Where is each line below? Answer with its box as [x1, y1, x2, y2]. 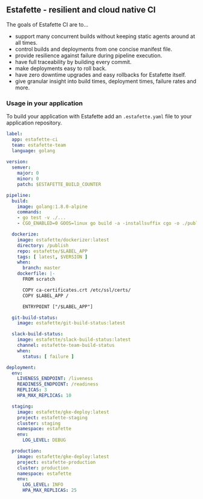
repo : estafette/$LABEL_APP [17, 248, 88, 254]
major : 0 [17, 170, 39, 176]
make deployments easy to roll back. [14, 65, 107, 72]
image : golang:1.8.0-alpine [17, 204, 88, 210]
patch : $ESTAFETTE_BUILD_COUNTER [17, 181, 101, 187]
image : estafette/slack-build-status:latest [17, 336, 131, 343]
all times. [14, 39, 38, 46]
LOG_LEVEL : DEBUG [22, 437, 66, 443]
